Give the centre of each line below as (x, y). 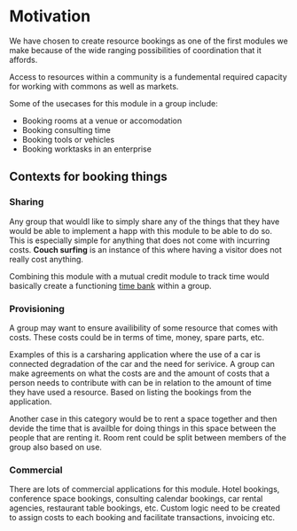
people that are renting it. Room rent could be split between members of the (148, 437)
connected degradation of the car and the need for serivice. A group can (142, 363)
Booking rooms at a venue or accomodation (102, 121)
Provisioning (37, 308)
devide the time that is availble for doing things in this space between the (143, 428)
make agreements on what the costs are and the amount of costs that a (140, 373)
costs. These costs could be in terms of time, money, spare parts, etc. (137, 337)
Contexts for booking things (88, 177)
